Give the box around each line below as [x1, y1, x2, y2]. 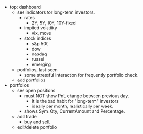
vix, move [31, 30, 51, 36]
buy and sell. [24, 119, 50, 125]
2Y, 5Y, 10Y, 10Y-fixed [31, 20, 76, 26]
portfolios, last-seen [17, 67, 58, 73]
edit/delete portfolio [17, 124, 57, 130]
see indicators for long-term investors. [17, 9, 95, 15]
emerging [31, 61, 51, 67]
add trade [17, 114, 37, 119]
